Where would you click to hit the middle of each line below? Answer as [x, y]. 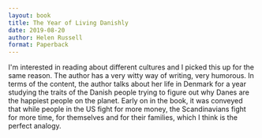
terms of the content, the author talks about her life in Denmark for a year [127, 84]
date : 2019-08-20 [37, 30]
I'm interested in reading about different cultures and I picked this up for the [131, 67]
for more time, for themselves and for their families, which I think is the [123, 117]
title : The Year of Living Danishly [68, 23]
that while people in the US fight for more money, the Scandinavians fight [127, 109]
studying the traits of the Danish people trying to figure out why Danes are [129, 92]
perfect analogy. [35, 126]
